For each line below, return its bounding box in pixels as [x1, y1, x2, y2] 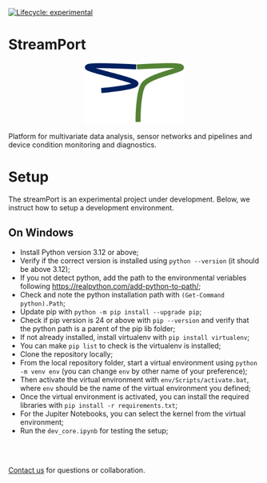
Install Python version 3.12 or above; [19, 247, 139, 257]
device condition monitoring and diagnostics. [8, 140, 157, 150]
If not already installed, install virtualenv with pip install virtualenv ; [19, 332, 250, 341]
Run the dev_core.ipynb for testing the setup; [19, 425, 169, 435]
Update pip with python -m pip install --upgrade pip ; [19, 306, 202, 316]
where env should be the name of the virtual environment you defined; [19, 383, 252, 393]
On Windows [8, 226, 74, 240]
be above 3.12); [19, 264, 70, 273]
